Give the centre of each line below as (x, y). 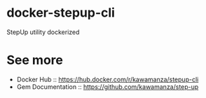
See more (35, 60)
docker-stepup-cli (61, 13)
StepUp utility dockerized (43, 32)
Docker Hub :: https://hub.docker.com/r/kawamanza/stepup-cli (108, 79)
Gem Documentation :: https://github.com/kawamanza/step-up (108, 87)
